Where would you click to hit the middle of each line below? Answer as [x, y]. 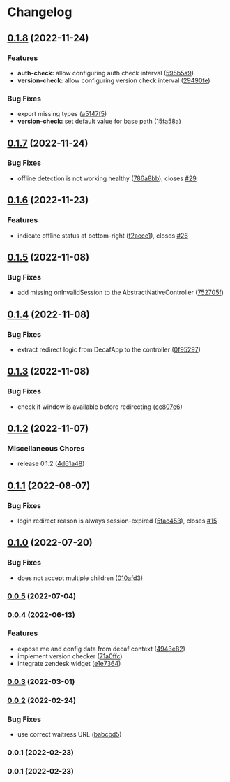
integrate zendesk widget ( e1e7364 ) [69, 663]
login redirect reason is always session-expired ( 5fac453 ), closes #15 [117, 521]
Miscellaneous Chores [46, 448]
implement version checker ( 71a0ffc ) [70, 656]
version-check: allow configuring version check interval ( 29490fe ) [114, 80]
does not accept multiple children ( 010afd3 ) [80, 578]
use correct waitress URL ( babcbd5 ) [69, 734]
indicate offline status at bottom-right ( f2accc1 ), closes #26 [102, 236]
